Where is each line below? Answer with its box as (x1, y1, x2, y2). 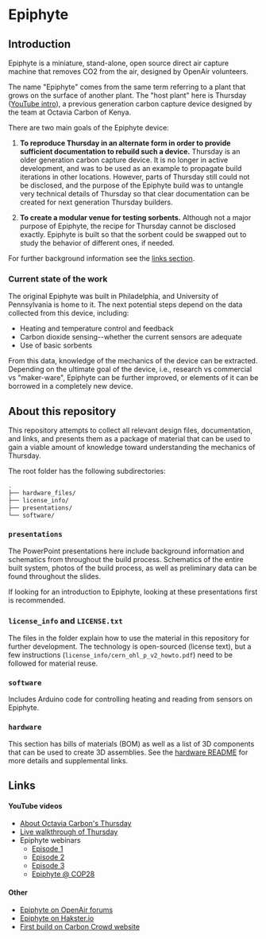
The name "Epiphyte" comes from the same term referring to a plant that (8, 82, 246, 91)
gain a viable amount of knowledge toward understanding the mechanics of (8, 443, 256, 452)
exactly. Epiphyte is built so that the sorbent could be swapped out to (19, 230, 247, 239)
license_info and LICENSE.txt (8, 615, 123, 626)
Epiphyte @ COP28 (31, 869, 95, 879)
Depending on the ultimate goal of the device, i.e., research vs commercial (8, 364, 253, 374)
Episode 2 (31, 852, 65, 862)
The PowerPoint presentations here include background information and (8, 546, 245, 556)
